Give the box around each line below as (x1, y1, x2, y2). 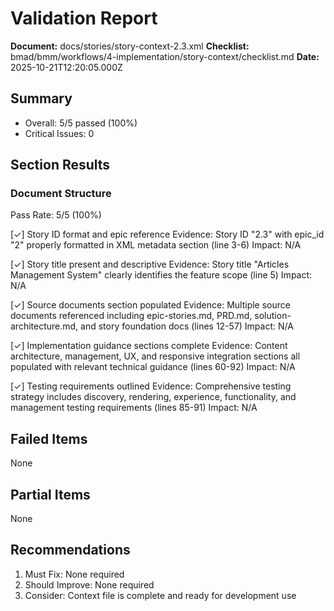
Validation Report (10, 7, 158, 30)
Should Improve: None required (24, 578, 155, 591)
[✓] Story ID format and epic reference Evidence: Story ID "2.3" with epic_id (10, 228, 325, 241)
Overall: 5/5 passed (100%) (24, 117, 138, 129)
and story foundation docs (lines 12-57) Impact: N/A (80, 320, 294, 332)
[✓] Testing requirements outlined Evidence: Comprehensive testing (10, 380, 292, 392)
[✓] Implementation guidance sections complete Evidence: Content (10, 340, 288, 352)
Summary (10, 90, 73, 107)
